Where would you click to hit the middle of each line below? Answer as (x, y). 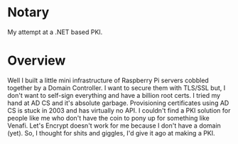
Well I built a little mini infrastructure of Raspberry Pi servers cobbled (108, 80)
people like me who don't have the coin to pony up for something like (108, 118)
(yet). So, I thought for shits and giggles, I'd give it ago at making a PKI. (111, 133)
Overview (37, 61)
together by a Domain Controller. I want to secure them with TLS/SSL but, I (117, 88)
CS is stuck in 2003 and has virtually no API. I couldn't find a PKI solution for (119, 110)
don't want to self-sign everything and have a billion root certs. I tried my (114, 95)
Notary (28, 12)
